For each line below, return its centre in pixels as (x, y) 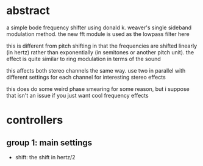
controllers (35, 120)
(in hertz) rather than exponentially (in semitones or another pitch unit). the (100, 52)
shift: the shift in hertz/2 (45, 157)
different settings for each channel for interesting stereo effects (86, 77)
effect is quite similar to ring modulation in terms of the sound (84, 59)
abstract (28, 11)
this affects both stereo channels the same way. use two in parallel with (96, 70)
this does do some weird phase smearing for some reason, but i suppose (98, 88)
